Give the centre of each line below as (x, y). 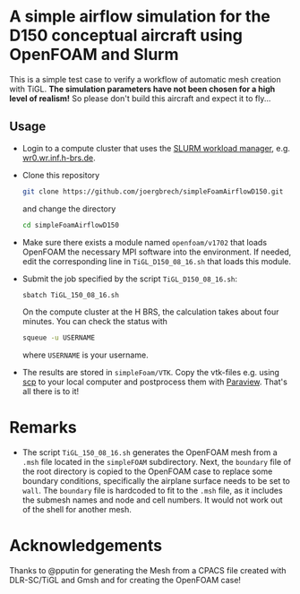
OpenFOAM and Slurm (94, 55)
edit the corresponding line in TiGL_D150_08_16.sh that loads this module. (157, 261)
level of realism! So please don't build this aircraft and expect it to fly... (140, 98)
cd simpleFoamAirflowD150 (70, 225)
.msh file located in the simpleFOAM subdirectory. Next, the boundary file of (157, 462)
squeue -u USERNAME (59, 338)
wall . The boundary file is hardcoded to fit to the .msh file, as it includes (153, 491)
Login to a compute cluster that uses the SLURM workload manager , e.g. (156, 148)
